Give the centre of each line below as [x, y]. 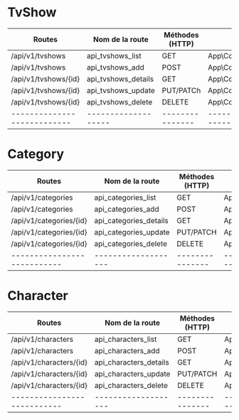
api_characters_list [126, 339]
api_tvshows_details [120, 79]
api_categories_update [132, 232]
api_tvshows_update [121, 90]
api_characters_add [127, 350]
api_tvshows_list [114, 55]
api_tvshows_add [115, 67]
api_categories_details [131, 220]
